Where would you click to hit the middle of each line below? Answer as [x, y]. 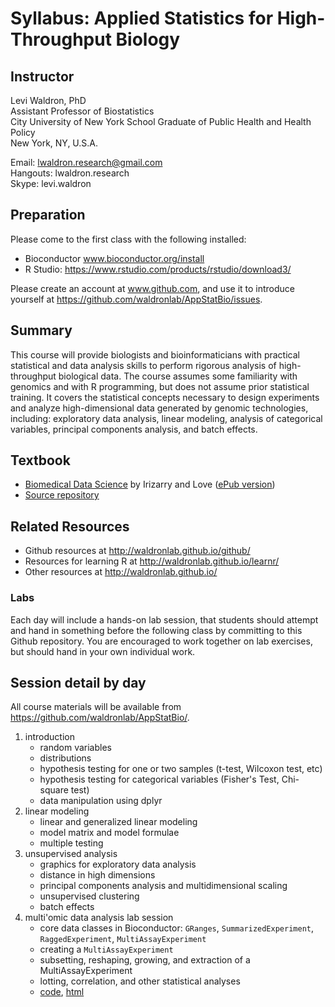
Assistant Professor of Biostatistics [82, 111]
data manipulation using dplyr [101, 801]
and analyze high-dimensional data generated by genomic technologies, [159, 408]
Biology [148, 39]
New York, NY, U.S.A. [54, 143]
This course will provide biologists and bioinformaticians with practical [155, 354]
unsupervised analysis [71, 854]
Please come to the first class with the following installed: [128, 239]
